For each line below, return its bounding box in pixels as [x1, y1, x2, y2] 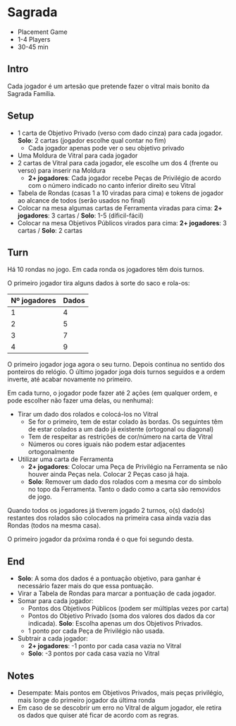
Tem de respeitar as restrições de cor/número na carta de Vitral [27, 432, 213, 441]
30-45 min [17, 42, 49, 51]
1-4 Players [17, 35, 51, 43]
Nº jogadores [11, 296, 56, 306]
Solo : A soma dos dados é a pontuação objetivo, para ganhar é [17, 574, 201, 583]
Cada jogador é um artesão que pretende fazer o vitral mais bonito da [7, 82, 210, 90]
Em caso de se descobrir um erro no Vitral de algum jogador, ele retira [17, 703, 222, 712]
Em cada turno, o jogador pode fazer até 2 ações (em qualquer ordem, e [7, 389, 218, 398]
